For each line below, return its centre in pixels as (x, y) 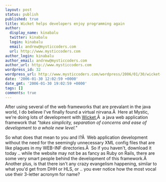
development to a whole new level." (41, 128)
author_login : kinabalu (30, 56)
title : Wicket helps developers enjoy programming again (65, 24)
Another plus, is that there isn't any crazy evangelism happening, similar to (81, 164)
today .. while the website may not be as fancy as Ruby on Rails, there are (80, 153)
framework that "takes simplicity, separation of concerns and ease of (76, 122)
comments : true (21, 93)
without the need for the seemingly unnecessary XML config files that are (80, 143)
